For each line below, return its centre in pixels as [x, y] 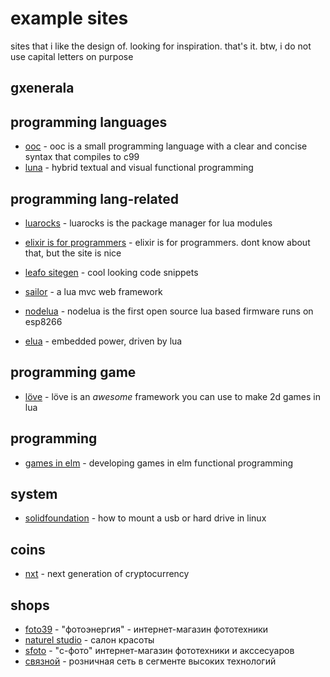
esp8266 [43, 321]
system [34, 493]
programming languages [89, 122]
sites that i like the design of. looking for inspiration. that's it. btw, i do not [161, 46]
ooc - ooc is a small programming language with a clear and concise [166, 146]
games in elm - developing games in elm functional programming [159, 463]
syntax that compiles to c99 [82, 157]
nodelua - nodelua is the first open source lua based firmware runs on [169, 311]
